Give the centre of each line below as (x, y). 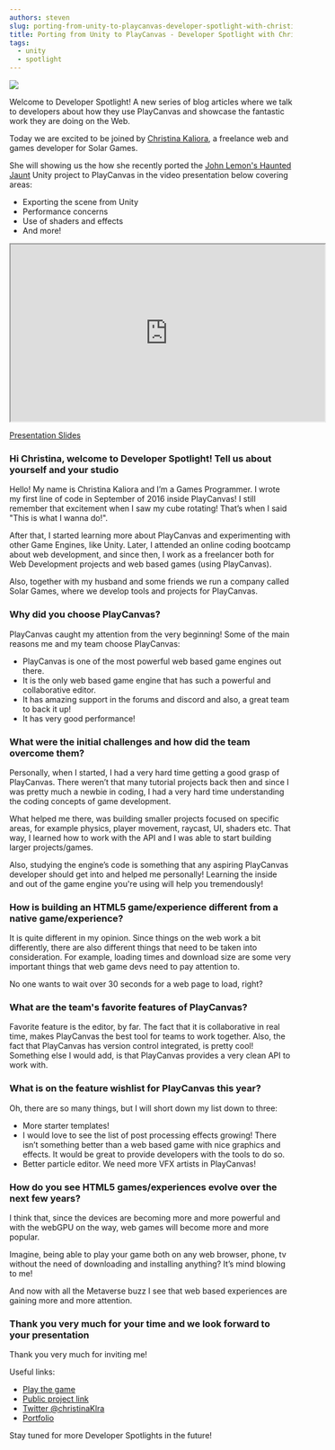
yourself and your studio (64, 470)
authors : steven (40, 18)
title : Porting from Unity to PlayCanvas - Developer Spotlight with (142, 34)
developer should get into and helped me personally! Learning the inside (143, 874)
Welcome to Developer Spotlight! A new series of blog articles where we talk (151, 102)
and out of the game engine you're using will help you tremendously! (136, 883)
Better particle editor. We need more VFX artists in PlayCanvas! (139, 1164)
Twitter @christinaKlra (63, 1409)
